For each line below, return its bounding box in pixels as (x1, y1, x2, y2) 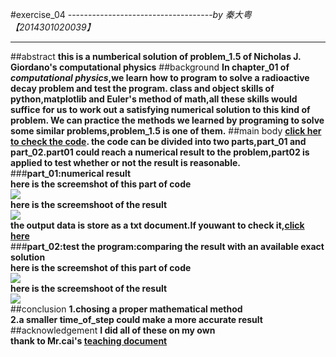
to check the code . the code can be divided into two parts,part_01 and (10, 136, 307, 147)
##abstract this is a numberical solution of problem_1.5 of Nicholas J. (10, 51, 302, 62)
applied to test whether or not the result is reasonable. (10, 157, 241, 168)
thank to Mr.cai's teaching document (10, 335, 168, 347)
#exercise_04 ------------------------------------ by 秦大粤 (10, 9, 252, 20)
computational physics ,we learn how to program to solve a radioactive (10, 72, 310, 83)
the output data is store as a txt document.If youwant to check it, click (10, 219, 305, 231)
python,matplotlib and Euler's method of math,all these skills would (10, 93, 298, 105)
